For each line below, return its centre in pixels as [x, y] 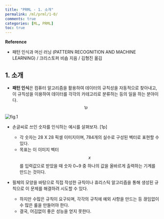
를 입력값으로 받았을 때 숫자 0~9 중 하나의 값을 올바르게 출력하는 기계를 [87, 165]
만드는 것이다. [33, 172]
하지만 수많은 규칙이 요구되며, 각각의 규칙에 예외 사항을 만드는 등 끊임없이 [89, 199]
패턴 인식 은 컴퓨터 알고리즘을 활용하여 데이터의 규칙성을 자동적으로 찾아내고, [85, 88]
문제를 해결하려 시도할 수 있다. [59, 188]
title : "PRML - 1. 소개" [29, 10]
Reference [16, 42]
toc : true [15, 28]
